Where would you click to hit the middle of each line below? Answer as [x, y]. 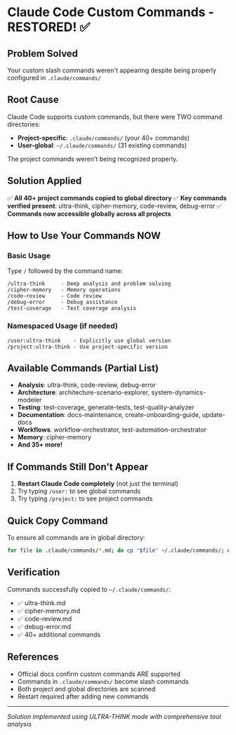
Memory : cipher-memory [54, 437]
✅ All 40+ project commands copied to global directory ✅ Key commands [117, 198]
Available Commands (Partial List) [83, 368]
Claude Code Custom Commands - [111, 12]
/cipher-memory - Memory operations [64, 290]
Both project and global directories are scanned [86, 689]
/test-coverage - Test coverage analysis [72, 309]
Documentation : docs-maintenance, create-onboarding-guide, [109, 415]
